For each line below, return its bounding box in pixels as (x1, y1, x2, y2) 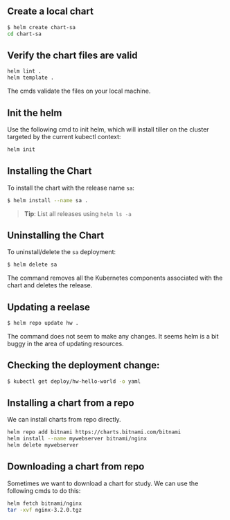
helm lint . (7, 68, 42, 75)
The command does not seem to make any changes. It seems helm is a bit (7, 332, 220, 340)
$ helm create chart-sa (7, 24, 76, 30)
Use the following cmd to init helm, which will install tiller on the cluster (7, 125, 209, 134)
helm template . (7, 74, 54, 82)
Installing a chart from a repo (7, 397, 134, 409)
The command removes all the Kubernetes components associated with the (7, 274, 223, 283)
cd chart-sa (7, 30, 42, 37)
